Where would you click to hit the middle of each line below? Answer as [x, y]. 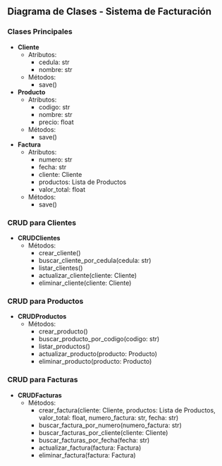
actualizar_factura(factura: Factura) [90, 448]
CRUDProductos [42, 317]
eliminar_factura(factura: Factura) [87, 455]
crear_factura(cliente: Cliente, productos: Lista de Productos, [127, 410]
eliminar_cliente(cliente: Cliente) [85, 283]
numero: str [55, 159]
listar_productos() [64, 347]
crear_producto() [63, 331]
